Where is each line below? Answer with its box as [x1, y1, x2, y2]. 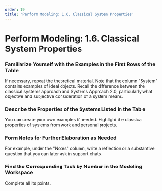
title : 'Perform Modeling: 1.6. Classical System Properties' [5, 12, 134, 17]
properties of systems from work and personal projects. [5, 122, 117, 128]
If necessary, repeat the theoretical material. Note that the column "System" [5, 78, 158, 84]
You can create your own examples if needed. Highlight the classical [5, 117, 143, 123]
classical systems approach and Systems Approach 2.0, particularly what [5, 88, 153, 94]
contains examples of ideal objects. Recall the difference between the [5, 83, 145, 89]
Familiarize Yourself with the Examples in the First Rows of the [5, 61, 156, 68]
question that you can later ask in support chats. [5, 150, 102, 157]
